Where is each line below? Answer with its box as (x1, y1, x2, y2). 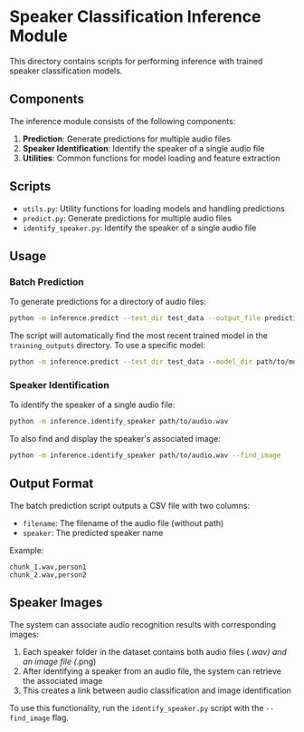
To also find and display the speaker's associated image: (9, 434, 222, 444)
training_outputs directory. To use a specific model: (9, 340, 205, 351)
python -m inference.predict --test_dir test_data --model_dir (9, 357, 253, 366)
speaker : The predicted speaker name (22, 527, 164, 538)
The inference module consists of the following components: (9, 115, 236, 126)
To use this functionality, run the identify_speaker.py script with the (9, 702, 264, 713)
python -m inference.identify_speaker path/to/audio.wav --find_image (9, 451, 281, 460)
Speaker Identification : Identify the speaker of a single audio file (22, 142, 265, 153)
